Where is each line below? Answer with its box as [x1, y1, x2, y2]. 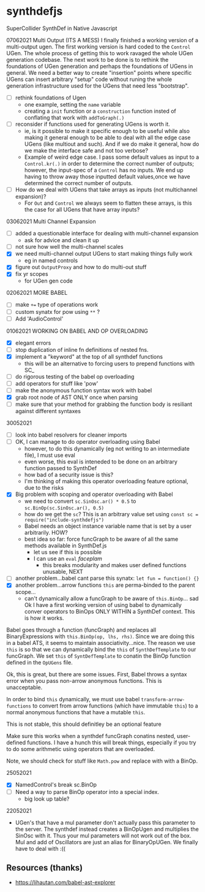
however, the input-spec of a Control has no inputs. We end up [24, 167, 184, 174]
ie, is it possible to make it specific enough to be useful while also [24, 128, 190, 135]
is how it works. [24, 614, 64, 622]
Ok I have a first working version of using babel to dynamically [24, 601, 182, 609]
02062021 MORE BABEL [6, 289, 68, 297]
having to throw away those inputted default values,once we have [24, 173, 191, 180]
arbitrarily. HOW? [24, 529, 69, 536]
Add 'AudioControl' [15, 314, 64, 322]
